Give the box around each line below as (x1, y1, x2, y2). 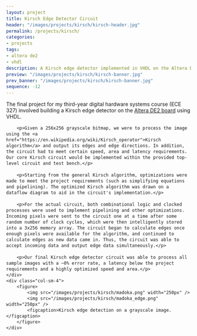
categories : (6, 34, 35, 41)
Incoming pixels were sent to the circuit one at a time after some (6, 213, 177, 220)
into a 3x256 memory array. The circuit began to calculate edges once (6, 225, 185, 231)
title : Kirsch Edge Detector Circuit (6, 15, 98, 22)
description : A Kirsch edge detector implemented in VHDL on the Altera (6, 65, 188, 71)
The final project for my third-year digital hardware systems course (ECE (6, 100, 182, 108)
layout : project (6, 9, 46, 15)
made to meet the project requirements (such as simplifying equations (6, 178, 185, 184)
